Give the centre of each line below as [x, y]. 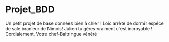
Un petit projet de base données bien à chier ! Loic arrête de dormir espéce [85, 23]
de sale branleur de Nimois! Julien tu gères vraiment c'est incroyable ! [79, 28]
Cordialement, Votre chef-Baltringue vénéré [51, 34]
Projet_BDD [30, 9]
